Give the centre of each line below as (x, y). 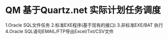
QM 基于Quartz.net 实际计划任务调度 (83, 10)
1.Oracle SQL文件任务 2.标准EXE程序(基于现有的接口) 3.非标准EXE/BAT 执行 (84, 25)
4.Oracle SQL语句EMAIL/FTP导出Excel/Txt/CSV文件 (60, 31)
